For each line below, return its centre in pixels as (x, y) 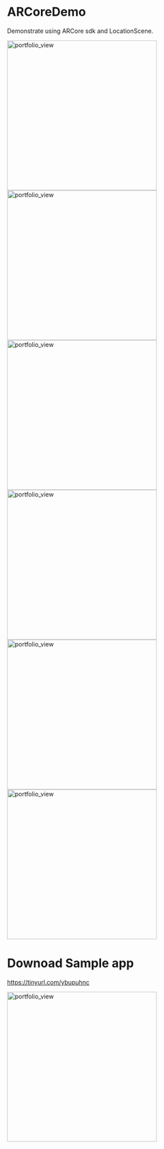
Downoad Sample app (71, 963)
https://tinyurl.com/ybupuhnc (49, 982)
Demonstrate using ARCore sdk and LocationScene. (80, 31)
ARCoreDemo (47, 12)
